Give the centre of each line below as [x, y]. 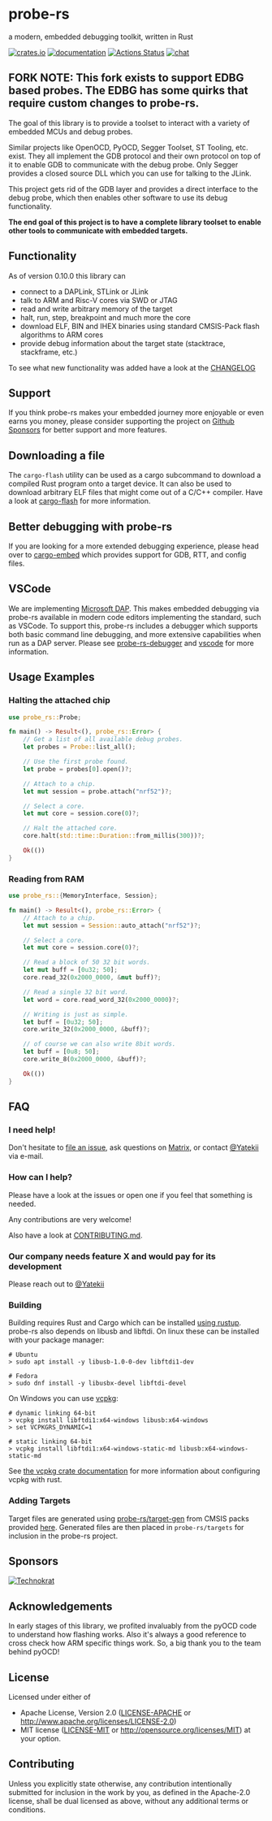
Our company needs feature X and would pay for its [112, 1256]
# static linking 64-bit [50, 1442]
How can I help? [41, 1177]
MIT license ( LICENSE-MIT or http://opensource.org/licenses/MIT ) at [135, 1730]
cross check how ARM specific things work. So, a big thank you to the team [135, 1643]
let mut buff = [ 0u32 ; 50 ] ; [70, 970]
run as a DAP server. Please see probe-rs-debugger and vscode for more [131, 643]
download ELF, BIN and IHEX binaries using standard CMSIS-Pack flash [140, 326]
